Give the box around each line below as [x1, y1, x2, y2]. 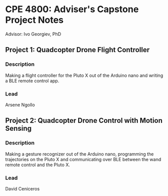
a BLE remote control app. [5, 77, 60, 84]
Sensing [5, 124, 32, 133]
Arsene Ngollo [5, 102, 35, 108]
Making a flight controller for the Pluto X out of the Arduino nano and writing [5, 72, 163, 78]
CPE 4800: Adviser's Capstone [5, 4, 139, 15]
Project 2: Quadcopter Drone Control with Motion [5, 116, 163, 125]
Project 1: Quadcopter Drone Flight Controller [5, 45, 150, 54]
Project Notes [5, 14, 64, 26]
